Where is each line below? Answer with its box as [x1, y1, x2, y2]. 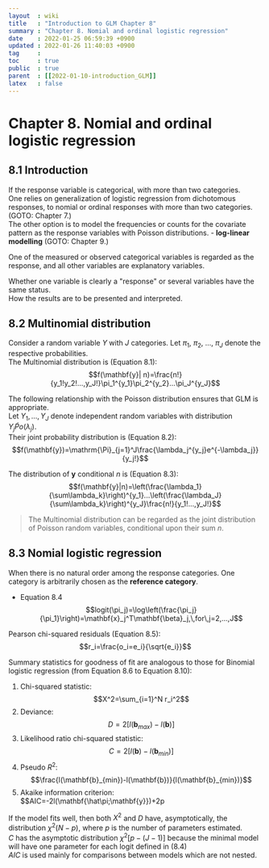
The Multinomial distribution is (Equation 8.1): [8, 357, 158, 367]
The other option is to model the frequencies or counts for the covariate [8, 219, 246, 229]
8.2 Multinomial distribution [8, 317, 151, 330]
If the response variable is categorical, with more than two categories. [8, 185, 241, 195]
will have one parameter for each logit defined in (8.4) [8, 841, 188, 851]
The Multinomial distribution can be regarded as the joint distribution [27, 514, 256, 524]
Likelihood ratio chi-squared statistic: [19, 734, 143, 744]
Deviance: [19, 707, 54, 716]
